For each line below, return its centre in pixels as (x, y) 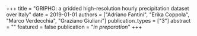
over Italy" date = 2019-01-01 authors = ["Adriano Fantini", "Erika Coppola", (98, 15)
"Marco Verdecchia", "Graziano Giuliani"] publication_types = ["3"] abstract (99, 21)
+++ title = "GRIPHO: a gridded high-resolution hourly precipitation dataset (98, 8)
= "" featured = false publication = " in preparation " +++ (74, 27)
